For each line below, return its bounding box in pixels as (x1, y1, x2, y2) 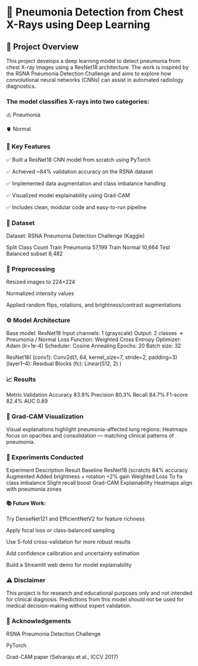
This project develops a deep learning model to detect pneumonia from (6, 58, 181, 64)
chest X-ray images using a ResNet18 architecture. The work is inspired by (6, 64, 189, 71)
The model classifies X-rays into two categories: (6, 97, 150, 106)
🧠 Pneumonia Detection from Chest (6, 5, 184, 19)
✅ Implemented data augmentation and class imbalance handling (6, 179, 166, 187)
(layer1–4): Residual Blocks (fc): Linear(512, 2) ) (6, 360, 122, 367)
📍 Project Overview (6, 42, 79, 52)
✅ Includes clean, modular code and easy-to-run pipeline (6, 203, 147, 210)
